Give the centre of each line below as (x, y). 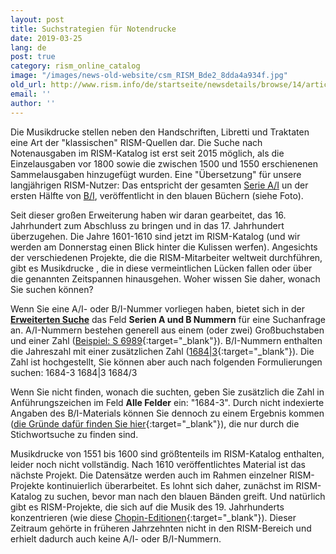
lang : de (28, 47)
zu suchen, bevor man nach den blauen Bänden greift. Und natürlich (185, 496)
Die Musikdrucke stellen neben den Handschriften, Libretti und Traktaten (160, 132)
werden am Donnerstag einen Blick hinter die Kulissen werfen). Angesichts (164, 247)
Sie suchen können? (52, 289)
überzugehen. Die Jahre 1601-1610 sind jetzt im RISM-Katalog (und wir (155, 236)
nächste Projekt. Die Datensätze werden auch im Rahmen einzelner (149, 475)
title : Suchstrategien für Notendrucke (93, 29)
